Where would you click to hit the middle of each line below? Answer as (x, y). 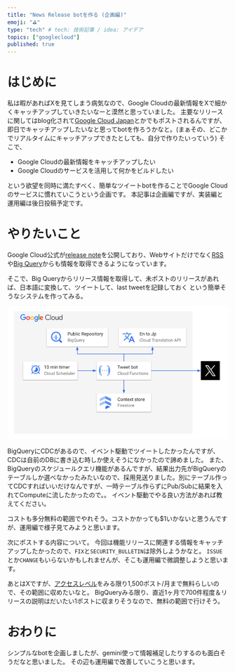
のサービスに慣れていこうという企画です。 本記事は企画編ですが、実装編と (115, 195)
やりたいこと (45, 234)
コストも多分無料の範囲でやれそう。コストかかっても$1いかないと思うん (111, 518)
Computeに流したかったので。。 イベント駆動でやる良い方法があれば (118, 494)
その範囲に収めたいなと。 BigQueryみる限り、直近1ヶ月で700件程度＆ (120, 592)
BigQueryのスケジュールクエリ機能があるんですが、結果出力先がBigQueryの (117, 468)
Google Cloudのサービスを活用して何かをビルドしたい (95, 171)
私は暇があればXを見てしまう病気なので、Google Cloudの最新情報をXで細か (117, 103)
